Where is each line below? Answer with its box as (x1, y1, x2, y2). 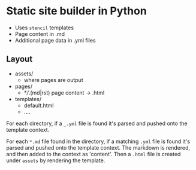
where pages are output (23, 76, 83, 83)
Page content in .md (14, 30, 65, 37)
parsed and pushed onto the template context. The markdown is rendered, (6, 144, 191, 151)
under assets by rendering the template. (6, 157, 105, 164)
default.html (23, 102, 54, 109)
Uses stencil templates (14, 24, 74, 31)
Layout (6, 54, 33, 64)
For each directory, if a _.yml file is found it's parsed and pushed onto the (6, 120, 188, 127)
